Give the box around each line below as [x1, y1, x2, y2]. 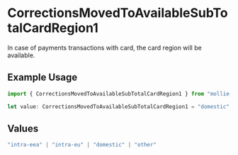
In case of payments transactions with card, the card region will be [7, 43, 202, 52]
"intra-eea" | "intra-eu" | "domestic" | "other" [7, 142, 157, 149]
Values [7, 122, 39, 134]
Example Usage [7, 71, 78, 84]
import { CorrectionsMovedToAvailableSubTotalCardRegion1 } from [7, 90, 204, 97]
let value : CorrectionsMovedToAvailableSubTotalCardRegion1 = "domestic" [7, 103, 230, 110]
